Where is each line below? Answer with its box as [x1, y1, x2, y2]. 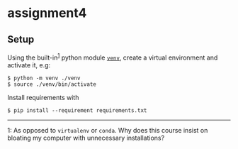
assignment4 [7, 5, 87, 21]
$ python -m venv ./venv [7, 74, 81, 82]
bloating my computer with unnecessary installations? [7, 133, 165, 142]
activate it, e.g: [7, 60, 51, 69]
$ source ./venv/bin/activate [7, 80, 97, 88]
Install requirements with [7, 93, 79, 101]
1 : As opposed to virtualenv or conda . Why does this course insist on [7, 126, 208, 134]
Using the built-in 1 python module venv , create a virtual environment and [7, 52, 218, 62]
